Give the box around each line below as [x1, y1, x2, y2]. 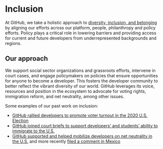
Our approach [5, 55, 48, 63]
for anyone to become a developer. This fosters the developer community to [5, 78, 158, 84]
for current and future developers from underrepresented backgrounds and [5, 35, 157, 41]
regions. [5, 40, 22, 46]
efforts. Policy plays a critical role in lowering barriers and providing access [5, 30, 157, 36]
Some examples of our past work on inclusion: [5, 103, 99, 108]
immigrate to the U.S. [12, 128, 55, 134]
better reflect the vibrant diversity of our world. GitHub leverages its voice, [5, 83, 155, 89]
